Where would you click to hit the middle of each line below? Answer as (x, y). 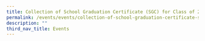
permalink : (20, 17)
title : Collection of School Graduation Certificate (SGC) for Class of (101, 12)
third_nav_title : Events (38, 29)
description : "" (27, 23)
